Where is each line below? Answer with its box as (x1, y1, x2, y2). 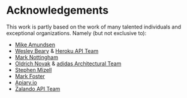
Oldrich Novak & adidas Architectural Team (14, 60, 122, 67)
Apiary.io (14, 78, 37, 86)
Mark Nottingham (14, 53, 59, 61)
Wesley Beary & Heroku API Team (14, 47, 99, 54)
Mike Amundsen (14, 41, 56, 48)
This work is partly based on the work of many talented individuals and (6, 23, 182, 30)
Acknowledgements (6, 4, 109, 17)
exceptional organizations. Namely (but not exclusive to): (6, 29, 147, 36)
